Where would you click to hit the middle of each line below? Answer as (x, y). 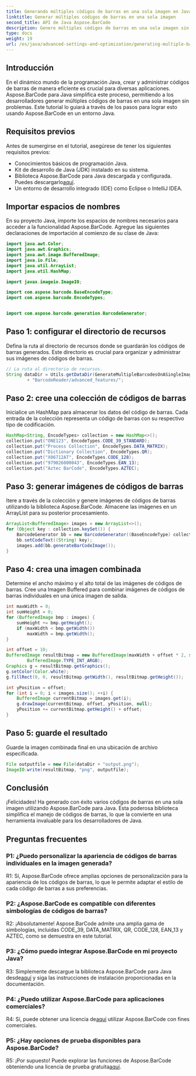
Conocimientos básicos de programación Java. (71, 163)
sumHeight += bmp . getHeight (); (55, 623)
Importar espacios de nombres (63, 207)
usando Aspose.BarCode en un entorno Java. (61, 113)
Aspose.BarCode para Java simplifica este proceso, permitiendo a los (90, 94)
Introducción (30, 68)
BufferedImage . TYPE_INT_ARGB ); (65, 661)
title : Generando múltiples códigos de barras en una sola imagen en (92, 11)
